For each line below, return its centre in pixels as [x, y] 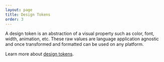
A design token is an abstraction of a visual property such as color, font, [80, 34]
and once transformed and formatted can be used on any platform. [75, 44]
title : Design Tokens [28, 15]
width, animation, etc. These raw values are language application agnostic [82, 39]
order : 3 [14, 19]
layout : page [19, 10]
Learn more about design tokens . [39, 54]
